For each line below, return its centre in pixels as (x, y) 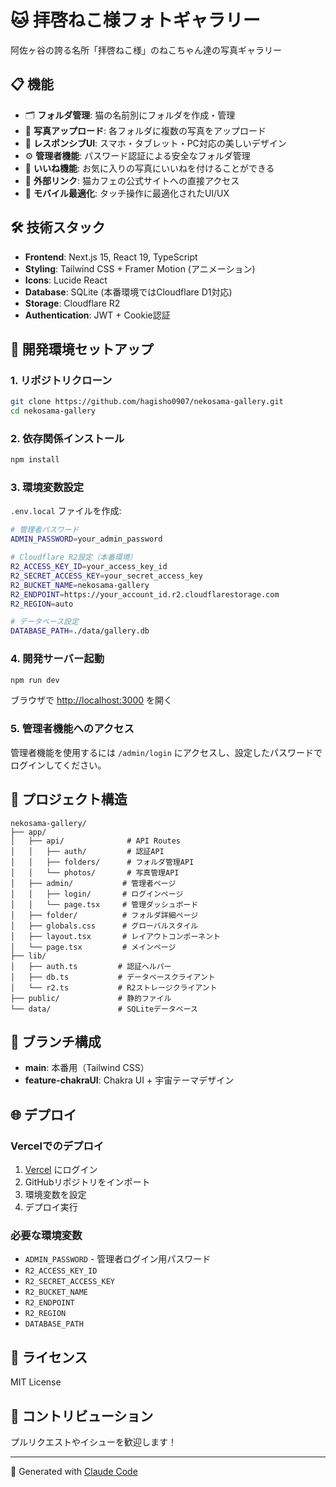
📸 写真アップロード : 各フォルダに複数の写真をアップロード (145, 130)
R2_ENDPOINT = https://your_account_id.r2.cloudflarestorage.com (145, 594)
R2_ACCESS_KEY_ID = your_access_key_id (89, 567)
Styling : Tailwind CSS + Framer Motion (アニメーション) (140, 268)
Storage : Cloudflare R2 (72, 303)
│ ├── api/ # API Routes (96, 841)
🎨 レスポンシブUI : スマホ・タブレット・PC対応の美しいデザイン (155, 143)
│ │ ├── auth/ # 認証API (87, 851)
